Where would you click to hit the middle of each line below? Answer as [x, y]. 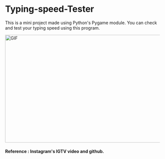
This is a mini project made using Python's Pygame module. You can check [81, 23]
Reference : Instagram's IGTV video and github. [55, 151]
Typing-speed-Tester [50, 9]
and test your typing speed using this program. [53, 28]
